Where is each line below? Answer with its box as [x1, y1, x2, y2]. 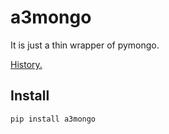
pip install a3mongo [10, 114, 97, 124]
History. [10, 58, 43, 70]
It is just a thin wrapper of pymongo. [10, 39, 160, 51]
